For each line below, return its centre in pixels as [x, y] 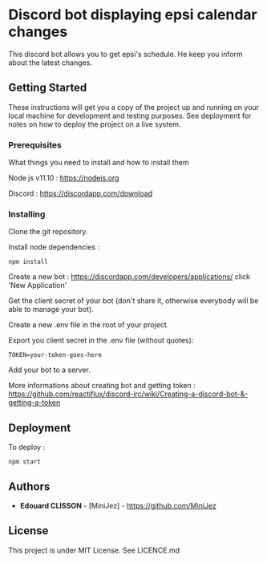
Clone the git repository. [48, 232]
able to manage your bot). [51, 310]
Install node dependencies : [54, 247]
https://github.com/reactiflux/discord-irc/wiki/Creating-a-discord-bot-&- [128, 394]
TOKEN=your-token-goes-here [55, 355]
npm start [25, 462]
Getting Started [48, 88]
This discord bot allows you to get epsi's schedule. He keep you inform [125, 54]
